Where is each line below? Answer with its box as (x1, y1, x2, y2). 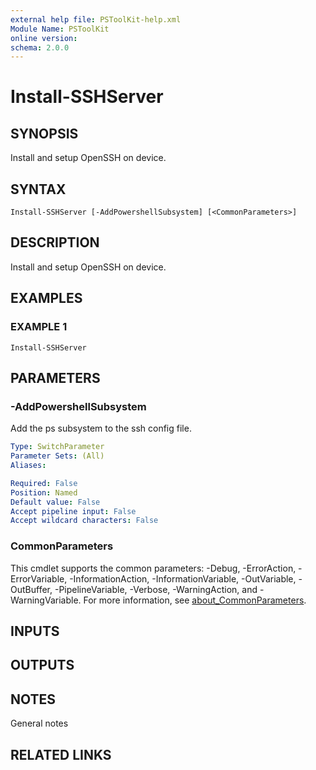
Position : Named (10, 487, 78, 498)
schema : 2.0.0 (10, 42, 70, 53)
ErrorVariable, (10, 572, 68, 585)
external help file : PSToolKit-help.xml (10, 14, 182, 25)
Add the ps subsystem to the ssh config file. (10, 422, 192, 435)
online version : (10, 33, 78, 43)
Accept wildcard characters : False (10, 516, 159, 526)
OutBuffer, (10, 583, 53, 595)
